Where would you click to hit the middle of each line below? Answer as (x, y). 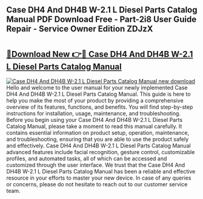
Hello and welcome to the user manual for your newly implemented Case (97, 88)
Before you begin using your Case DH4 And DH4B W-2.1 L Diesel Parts (95, 120)
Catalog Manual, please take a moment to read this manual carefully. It (94, 126)
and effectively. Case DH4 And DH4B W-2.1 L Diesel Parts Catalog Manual (98, 146)
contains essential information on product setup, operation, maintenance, (98, 133)
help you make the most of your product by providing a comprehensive (95, 100)
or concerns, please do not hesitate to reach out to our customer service (97, 184)
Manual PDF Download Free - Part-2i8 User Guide (101, 20)
